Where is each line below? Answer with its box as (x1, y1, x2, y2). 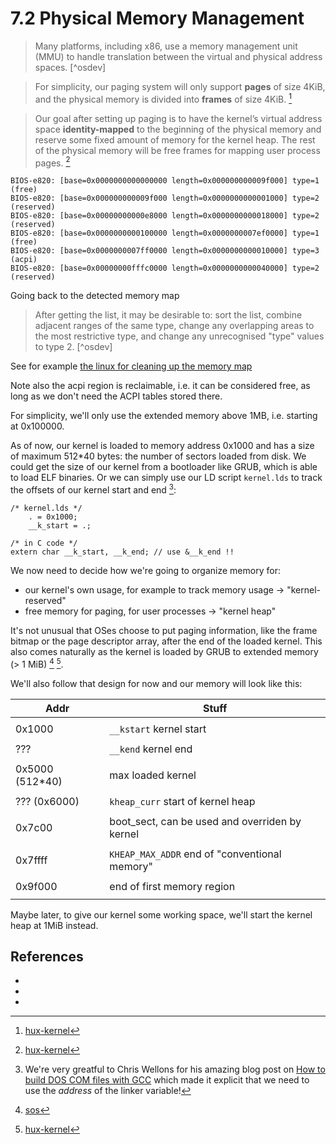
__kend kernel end (109, 742, 193, 756)
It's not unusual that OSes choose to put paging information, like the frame (10, 624, 318, 636)
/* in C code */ (10, 538, 78, 548)
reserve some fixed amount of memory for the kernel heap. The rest (34, 133, 316, 146)
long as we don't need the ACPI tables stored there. (10, 390, 223, 402)
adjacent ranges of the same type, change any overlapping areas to (34, 320, 315, 332)
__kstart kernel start (109, 722, 207, 736)
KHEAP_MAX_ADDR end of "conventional (109, 847, 282, 861)
